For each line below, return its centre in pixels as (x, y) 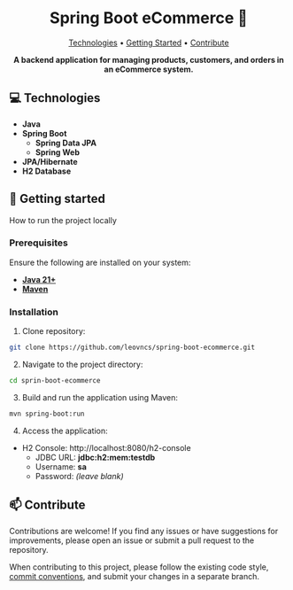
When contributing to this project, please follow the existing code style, (139, 567)
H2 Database (46, 171)
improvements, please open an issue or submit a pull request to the (132, 540)
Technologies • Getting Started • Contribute (149, 43)
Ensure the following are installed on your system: (100, 262)
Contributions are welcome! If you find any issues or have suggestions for (144, 531)
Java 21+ (39, 279)
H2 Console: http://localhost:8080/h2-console (107, 447)
